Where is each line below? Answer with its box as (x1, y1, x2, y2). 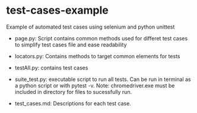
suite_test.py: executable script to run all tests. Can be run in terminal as (14, 76, 191, 83)
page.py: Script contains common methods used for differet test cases (14, 34, 188, 42)
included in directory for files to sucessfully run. (14, 88, 132, 95)
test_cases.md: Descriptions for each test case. (14, 99, 132, 107)
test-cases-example (6, 4, 109, 17)
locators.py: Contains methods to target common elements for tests (14, 52, 180, 59)
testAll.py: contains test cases (14, 64, 88, 71)
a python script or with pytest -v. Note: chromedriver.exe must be (14, 81, 175, 89)
